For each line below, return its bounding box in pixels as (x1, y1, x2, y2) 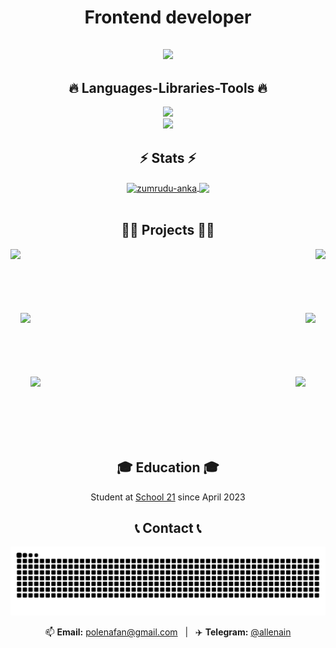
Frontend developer (84, 6, 252, 29)
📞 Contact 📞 (134, 519, 202, 536)
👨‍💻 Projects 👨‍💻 (121, 222, 215, 239)
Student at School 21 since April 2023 (90, 491, 246, 503)
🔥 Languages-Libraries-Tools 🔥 (68, 79, 268, 96)
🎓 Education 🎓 (116, 459, 220, 476)
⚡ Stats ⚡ (139, 149, 197, 166)
